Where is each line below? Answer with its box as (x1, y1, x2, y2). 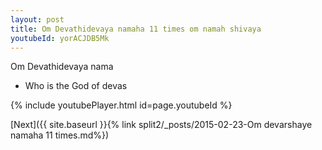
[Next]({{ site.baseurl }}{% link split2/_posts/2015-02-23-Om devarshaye (10, 119, 313, 131)
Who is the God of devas (24, 80, 128, 92)
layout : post (10, 14, 65, 25)
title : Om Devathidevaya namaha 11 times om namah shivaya (10, 24, 262, 34)
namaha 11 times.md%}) (10, 129, 110, 141)
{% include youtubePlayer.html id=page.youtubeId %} (10, 99, 233, 111)
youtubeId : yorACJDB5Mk (10, 33, 110, 43)
